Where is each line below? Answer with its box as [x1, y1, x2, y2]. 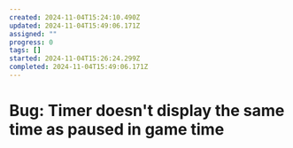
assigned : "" [9, 29, 58, 38]
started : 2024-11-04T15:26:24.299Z [9, 54, 141, 63]
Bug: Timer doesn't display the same [9, 101, 285, 121]
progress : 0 [9, 37, 53, 47]
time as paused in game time [9, 120, 225, 140]
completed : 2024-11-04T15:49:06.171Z [9, 63, 149, 72]
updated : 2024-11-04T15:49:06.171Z [9, 21, 141, 30]
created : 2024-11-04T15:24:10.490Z [9, 12, 141, 22]
